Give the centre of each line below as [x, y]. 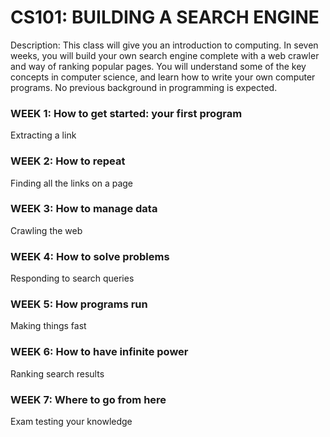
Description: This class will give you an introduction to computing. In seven [164, 45]
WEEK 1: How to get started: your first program [126, 113]
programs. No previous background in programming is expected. [144, 87]
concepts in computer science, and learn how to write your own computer [163, 77]
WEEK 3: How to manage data [84, 209]
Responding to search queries [72, 278]
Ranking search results [57, 373]
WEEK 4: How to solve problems [90, 256]
